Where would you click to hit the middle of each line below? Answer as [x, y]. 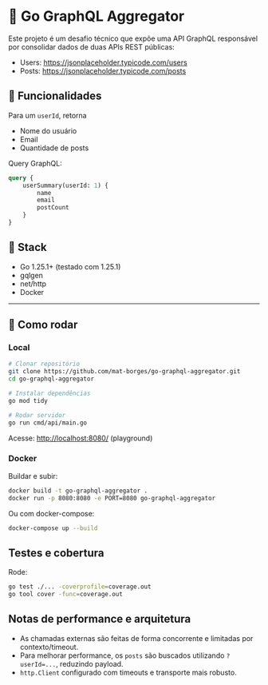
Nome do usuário [48, 130]
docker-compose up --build [53, 528]
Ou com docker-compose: [51, 513]
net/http [33, 284]
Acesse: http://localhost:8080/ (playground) [81, 438]
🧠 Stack [28, 247]
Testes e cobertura [57, 553]
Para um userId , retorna [47, 115]
